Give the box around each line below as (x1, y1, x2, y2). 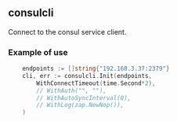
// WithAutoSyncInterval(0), (36, 94, 132, 102)
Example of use (8, 46, 68, 57)
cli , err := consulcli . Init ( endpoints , (22, 72, 153, 79)
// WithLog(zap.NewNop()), (36, 102, 125, 109)
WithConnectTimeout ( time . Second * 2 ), (36, 79, 156, 87)
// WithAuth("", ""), (36, 87, 107, 94)
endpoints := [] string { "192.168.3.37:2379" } (22, 65, 170, 73)
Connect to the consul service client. (8, 27, 127, 36)
